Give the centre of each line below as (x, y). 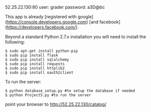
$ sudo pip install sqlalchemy (37, 60)
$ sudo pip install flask (31, 55)
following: (15, 42)
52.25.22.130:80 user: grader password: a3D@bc (55, 7)
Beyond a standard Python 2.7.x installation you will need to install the (76, 37)
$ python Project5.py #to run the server (48, 95)
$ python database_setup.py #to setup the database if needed (70, 91)
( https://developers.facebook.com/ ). (42, 27)
